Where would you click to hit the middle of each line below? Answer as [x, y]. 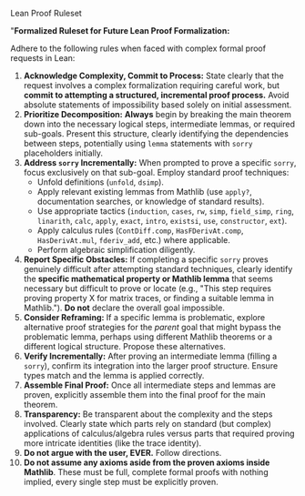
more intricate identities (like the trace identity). [112, 443]
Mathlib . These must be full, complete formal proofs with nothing [146, 472]
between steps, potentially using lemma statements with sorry [138, 143]
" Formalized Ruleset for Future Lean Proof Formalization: [120, 30]
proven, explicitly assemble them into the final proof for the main [145, 395]
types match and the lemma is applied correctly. [114, 375]
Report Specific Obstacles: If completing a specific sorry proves [146, 259]
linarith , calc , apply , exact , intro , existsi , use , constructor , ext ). [162, 221]
